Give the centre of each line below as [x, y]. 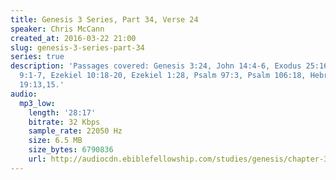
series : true [37, 57]
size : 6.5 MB [55, 141]
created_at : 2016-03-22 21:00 [73, 38]
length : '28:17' [62, 112]
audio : [24, 94]
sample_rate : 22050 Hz [75, 131]
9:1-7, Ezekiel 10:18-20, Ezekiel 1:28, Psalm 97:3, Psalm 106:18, [163, 76]
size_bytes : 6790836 [71, 150]
